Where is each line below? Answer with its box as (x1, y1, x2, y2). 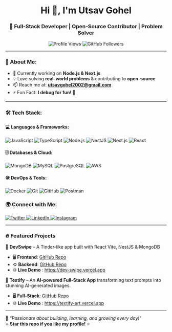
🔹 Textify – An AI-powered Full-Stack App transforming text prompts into (5, 277, 161, 283)
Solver (77, 29, 95, 36)
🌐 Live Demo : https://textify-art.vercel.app (12, 300, 104, 306)
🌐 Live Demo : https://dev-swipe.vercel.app (12, 267, 106, 273)
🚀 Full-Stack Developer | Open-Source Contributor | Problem (9, 23, 163, 30)
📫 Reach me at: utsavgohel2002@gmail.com (12, 81, 112, 87)
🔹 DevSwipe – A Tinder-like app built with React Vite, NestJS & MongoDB (5, 244, 160, 250)
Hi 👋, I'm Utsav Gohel (40, 5, 132, 16)
